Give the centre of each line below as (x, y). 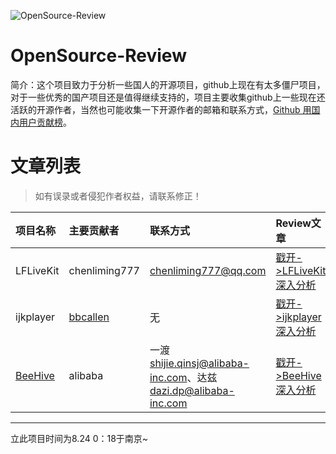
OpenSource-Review (98, 56)
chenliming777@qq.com (208, 270)
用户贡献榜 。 (45, 122)
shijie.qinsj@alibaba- (199, 363)
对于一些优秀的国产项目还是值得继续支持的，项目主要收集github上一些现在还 (168, 97)
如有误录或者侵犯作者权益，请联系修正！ (118, 196)
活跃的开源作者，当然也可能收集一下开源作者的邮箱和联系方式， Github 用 (161, 109)
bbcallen (89, 317)
